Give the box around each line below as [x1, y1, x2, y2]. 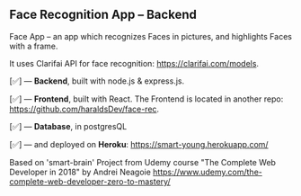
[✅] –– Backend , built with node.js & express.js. [9, 76, 185, 86]
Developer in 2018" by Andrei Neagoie [9, 166, 151, 177]
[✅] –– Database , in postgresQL [9, 120, 128, 131]
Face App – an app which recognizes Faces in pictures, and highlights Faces [9, 31, 292, 41]
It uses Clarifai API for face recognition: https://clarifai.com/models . [9, 58, 259, 68]
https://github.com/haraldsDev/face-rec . [9, 103, 160, 114]
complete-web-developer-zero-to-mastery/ [9, 175, 171, 187]
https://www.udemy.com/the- [152, 166, 262, 177]
